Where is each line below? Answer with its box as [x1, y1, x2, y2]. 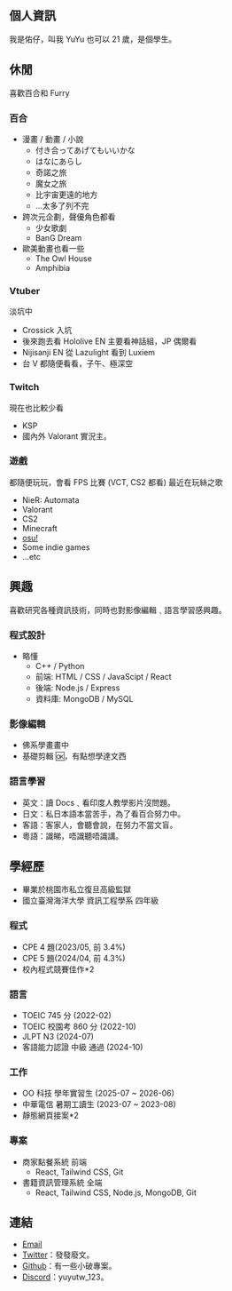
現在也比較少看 [9, 402, 64, 413]
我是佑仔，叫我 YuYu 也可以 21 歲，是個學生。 [9, 34, 177, 44]
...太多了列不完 [35, 200, 89, 211]
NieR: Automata [21, 494, 80, 505]
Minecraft [21, 522, 58, 533]
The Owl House [35, 252, 93, 264]
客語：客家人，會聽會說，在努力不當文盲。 [21, 819, 178, 830]
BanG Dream [35, 232, 82, 243]
